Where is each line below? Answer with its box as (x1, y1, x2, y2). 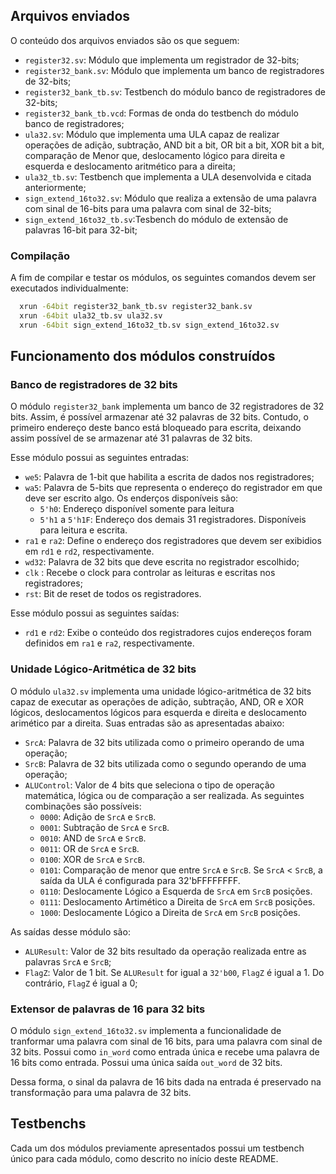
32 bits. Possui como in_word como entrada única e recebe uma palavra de (10, 1046, 320, 1058)
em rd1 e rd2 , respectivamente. (24, 545, 155, 558)
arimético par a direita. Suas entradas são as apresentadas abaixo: (10, 717, 285, 729)
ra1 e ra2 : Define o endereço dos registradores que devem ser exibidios (24, 535, 322, 547)
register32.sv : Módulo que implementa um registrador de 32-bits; (24, 54, 300, 66)
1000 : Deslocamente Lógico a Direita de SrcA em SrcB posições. (39, 906, 301, 918)
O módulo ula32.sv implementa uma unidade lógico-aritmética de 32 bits (10, 685, 312, 697)
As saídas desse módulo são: (10, 925, 131, 938)
